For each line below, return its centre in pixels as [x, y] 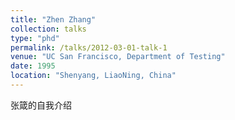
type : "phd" [35, 38]
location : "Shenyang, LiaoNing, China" [93, 76]
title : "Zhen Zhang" [53, 19]
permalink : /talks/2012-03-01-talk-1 [89, 47]
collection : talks [48, 29]
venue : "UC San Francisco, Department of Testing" [118, 57]
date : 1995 [33, 66]
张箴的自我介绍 [41, 105]
